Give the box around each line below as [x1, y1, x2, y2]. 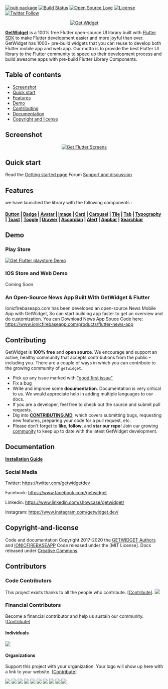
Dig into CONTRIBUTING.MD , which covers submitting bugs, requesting [12, 412, 162, 418]
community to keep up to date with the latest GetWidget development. [12, 428, 158, 434]
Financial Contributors [5, 602, 61, 609]
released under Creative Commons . [5, 547, 79, 554]
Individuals [5, 630, 29, 636]
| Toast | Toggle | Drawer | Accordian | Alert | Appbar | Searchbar [5, 216, 143, 222]
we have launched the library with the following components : [5, 200, 132, 206]
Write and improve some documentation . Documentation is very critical [12, 385, 161, 391]
